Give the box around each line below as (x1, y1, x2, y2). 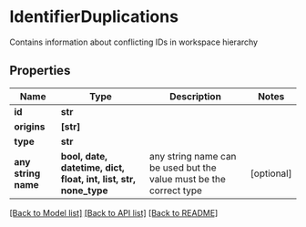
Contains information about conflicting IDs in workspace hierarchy (9, 36, 258, 47)
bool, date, (60, 150, 107, 162)
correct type (148, 184, 203, 197)
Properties (9, 63, 71, 78)
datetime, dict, (60, 161, 125, 174)
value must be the (148, 172, 226, 185)
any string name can (148, 150, 237, 162)
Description (169, 89, 221, 102)
